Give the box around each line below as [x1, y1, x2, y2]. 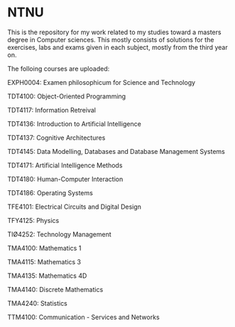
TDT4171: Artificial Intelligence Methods [7, 161, 123, 170]
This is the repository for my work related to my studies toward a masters [7, 28, 222, 36]
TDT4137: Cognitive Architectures [7, 133, 106, 142]
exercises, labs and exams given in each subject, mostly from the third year [7, 43, 229, 51]
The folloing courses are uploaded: [7, 64, 110, 73]
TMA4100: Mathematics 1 [7, 244, 82, 252]
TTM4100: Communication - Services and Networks [7, 313, 160, 321]
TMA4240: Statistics [7, 299, 67, 307]
